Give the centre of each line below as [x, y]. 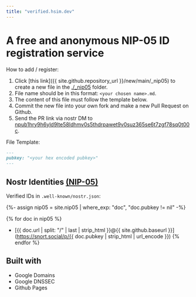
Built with [24, 261]
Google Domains [35, 275]
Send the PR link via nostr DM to [53, 118]
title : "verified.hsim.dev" [40, 11]
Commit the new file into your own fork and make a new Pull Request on [102, 106]
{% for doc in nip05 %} [34, 219]
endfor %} [27, 242]
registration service [55, 53]
